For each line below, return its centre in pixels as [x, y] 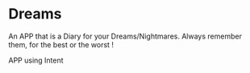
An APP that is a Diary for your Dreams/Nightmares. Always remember [125, 36]
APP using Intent [36, 60]
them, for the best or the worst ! [61, 44]
